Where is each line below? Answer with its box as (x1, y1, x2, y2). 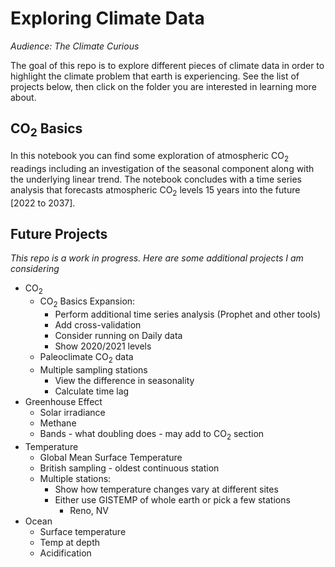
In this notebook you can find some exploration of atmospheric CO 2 (10, 149, 290, 164)
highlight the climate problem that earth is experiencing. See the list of (10, 70, 300, 82)
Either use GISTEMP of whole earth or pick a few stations (54, 493, 291, 506)
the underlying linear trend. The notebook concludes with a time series (10, 173, 302, 185)
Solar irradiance (39, 406, 106, 418)
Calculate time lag (54, 385, 130, 397)
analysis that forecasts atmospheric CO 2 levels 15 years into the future (10, 183, 301, 198)
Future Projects (10, 225, 108, 242)
